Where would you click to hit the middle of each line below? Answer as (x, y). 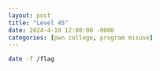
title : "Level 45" (38, 23)
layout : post (30, 15)
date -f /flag (32, 59)
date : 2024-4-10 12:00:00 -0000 (61, 30)
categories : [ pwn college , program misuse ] (81, 37)
